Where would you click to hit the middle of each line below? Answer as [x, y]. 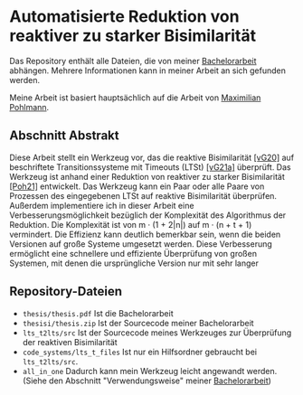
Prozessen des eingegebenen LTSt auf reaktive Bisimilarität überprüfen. [143, 195]
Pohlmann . [29, 107]
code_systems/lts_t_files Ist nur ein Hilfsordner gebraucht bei [140, 352]
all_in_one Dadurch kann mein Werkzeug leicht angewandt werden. [150, 371]
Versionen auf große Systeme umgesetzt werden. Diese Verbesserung [141, 244]
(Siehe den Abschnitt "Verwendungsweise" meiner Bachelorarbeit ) [147, 381]
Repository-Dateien [66, 292]
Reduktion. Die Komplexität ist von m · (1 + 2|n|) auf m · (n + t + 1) [131, 224]
